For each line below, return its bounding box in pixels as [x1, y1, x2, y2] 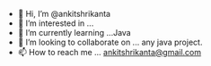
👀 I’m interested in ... [17, 18, 94, 29]
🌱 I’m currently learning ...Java [17, 28, 132, 37]
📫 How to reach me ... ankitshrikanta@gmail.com [17, 47, 202, 57]
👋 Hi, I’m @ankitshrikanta [17, 9, 110, 19]
